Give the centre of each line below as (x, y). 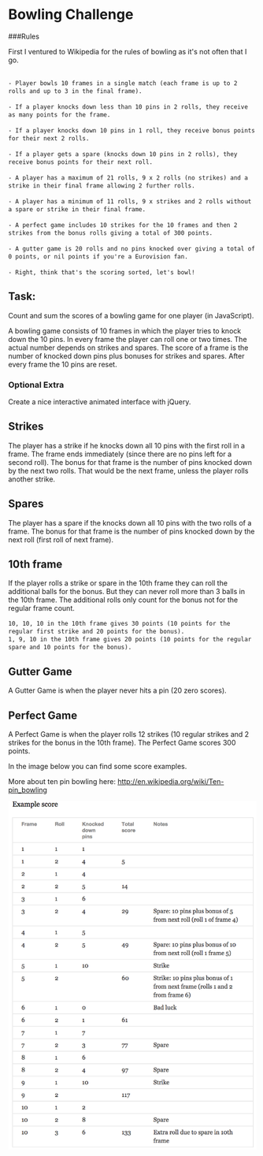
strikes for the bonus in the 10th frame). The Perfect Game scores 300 (122, 743)
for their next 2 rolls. (49, 138)
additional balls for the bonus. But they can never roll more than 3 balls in (127, 592)
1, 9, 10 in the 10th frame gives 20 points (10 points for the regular (130, 640)
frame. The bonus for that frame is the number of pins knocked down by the (131, 531)
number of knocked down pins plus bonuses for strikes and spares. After (126, 355)
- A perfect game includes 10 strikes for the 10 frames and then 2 (123, 225)
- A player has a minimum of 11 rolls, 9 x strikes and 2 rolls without (130, 201)
